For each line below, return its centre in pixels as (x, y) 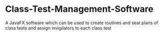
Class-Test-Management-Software (79, 9)
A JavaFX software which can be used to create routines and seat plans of (82, 23)
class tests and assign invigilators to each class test (58, 28)
